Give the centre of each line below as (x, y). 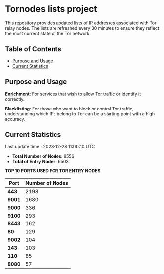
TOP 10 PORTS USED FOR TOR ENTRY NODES (53, 171)
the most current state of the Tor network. (48, 33)
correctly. (15, 99)
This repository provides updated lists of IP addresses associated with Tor (81, 23)
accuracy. (15, 119)
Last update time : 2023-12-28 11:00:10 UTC (50, 147)
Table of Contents (33, 49)
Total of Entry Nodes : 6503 (41, 162)
